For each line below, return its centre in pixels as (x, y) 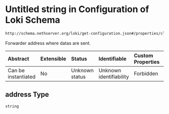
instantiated (22, 77)
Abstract (18, 59)
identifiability (114, 77)
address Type (27, 95)
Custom (144, 55)
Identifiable (112, 59)
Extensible (53, 59)
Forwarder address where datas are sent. (48, 43)
